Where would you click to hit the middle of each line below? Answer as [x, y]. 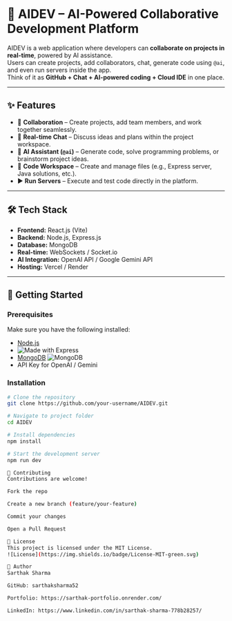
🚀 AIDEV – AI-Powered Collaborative [113, 14]
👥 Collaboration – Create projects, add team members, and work [109, 122]
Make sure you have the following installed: [69, 329]
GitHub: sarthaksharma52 [43, 586]
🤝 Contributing [29, 472]
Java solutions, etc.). [47, 173]
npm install [24, 441]
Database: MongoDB [47, 245]
